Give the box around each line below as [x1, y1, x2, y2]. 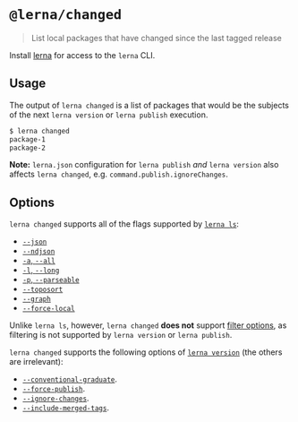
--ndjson [21, 247, 55, 256]
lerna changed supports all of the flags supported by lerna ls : [9, 219, 240, 229]
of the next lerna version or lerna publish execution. [9, 109, 209, 120]
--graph [21, 295, 51, 304]
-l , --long [21, 264, 60, 275]
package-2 [9, 143, 47, 152]
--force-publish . [21, 383, 86, 394]
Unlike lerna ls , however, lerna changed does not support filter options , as [9, 320, 287, 331]
